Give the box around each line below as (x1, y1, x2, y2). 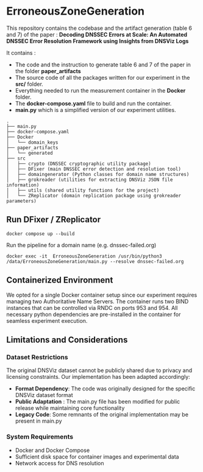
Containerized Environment (6, 275, 113, 286)
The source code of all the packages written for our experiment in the (15, 74, 190, 81)
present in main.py (15, 417, 62, 424)
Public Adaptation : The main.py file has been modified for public (15, 398, 180, 406)
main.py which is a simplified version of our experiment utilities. (15, 106, 176, 113)
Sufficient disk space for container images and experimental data (15, 453, 179, 460)
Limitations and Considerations (6, 334, 128, 345)
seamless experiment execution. (6, 317, 88, 324)
